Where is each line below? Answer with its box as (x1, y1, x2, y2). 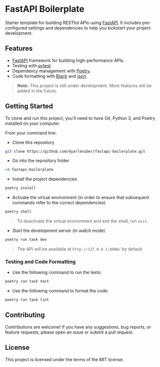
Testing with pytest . (12, 62, 52, 68)
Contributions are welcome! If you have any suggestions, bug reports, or (5, 324, 151, 330)
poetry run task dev (5, 237, 47, 242)
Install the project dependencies (12, 176, 77, 182)
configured (5, 25, 27, 30)
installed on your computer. (5, 120, 60, 126)
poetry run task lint (5, 297, 49, 303)
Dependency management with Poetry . (12, 68, 91, 74)
